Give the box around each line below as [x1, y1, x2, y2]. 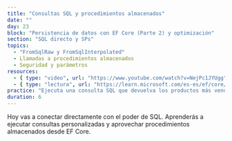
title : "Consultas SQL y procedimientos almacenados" [7, 10, 166, 17]
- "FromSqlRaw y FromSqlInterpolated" [13, 49, 126, 56]
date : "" [7, 17, 32, 23]
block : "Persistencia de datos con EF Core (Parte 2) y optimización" [7, 29, 215, 37]
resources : [7, 68, 39, 75]
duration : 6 [7, 94, 41, 101]
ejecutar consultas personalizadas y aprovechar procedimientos [7, 120, 190, 128]
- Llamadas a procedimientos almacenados [13, 55, 135, 62]
